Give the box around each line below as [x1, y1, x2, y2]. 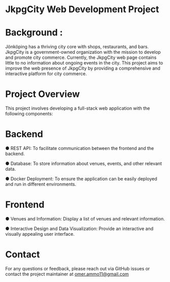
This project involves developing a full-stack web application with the [5, 105, 150, 111]
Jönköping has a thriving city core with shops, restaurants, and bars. [5, 44, 149, 50]
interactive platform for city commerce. [5, 71, 87, 77]
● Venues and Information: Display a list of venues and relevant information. [5, 215, 165, 222]
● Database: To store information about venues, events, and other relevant [5, 161, 162, 166]
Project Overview [5, 88, 80, 100]
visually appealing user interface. [5, 231, 75, 237]
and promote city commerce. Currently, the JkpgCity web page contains [5, 54, 157, 60]
